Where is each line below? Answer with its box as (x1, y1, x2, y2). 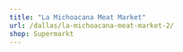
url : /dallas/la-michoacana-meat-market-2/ (9, 21, 175, 30)
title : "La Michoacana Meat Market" (9, 12, 146, 22)
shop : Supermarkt (9, 29, 74, 38)
